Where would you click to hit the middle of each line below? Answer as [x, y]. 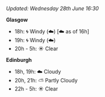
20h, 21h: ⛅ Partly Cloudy [46, 80]
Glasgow [17, 20]
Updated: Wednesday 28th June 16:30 [52, 8]
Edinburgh [19, 60]
